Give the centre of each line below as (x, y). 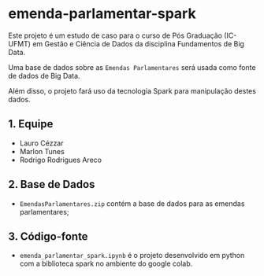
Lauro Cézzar (42, 143)
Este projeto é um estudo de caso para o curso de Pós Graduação (115, 35)
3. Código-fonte (48, 236)
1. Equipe (31, 124)
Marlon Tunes (42, 151)
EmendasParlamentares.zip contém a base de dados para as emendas (132, 203)
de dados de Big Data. (44, 75)
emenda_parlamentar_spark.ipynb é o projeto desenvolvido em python (132, 256)
